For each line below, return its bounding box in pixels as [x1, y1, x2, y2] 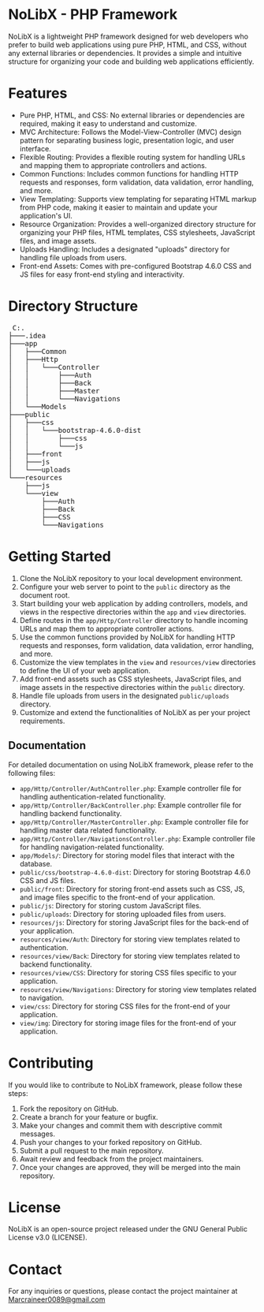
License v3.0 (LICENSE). [8, 1232, 88, 1243]
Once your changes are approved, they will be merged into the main [19, 1162, 240, 1172]
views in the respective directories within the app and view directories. [19, 607, 247, 617]
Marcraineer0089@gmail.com [8, 1295, 106, 1304]
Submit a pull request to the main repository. [19, 1146, 164, 1155]
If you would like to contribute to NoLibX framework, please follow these [8, 1080, 243, 1090]
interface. [19, 143, 51, 153]
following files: [8, 768, 56, 777]
